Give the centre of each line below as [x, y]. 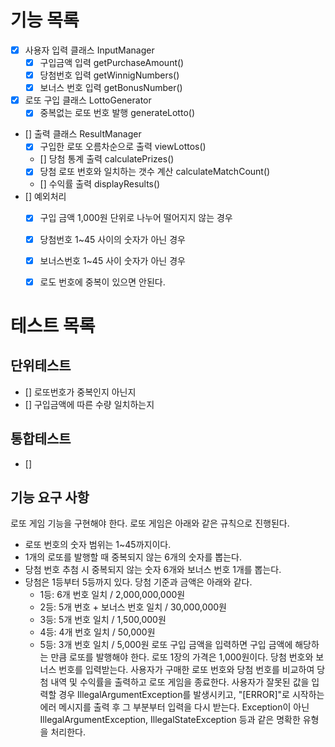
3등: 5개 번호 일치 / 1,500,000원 [103, 620]
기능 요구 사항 [50, 497]
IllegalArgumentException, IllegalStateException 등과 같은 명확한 [170, 720]
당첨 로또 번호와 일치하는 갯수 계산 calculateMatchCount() [155, 172]
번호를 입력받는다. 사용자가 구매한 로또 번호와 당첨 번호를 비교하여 [186, 670]
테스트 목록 [53, 325]
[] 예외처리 [45, 197]
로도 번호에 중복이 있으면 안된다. [102, 282]
